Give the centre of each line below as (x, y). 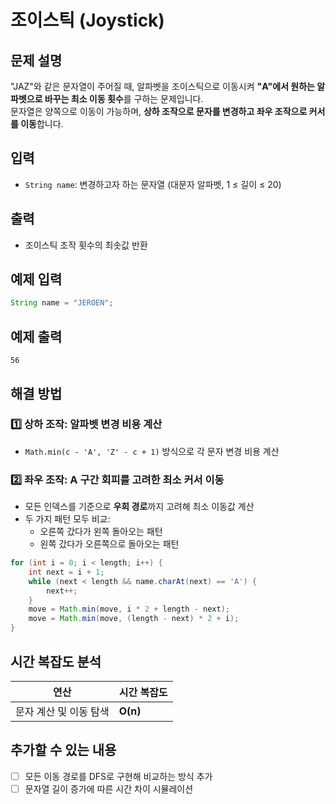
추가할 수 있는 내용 (63, 750)
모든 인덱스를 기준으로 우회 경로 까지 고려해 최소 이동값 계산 (139, 507)
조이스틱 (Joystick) (87, 20)
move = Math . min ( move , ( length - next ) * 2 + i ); (134, 619)
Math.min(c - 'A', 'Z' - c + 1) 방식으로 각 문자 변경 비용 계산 (152, 451)
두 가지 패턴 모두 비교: (67, 519)
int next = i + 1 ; (66, 572)
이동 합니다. (42, 124)
